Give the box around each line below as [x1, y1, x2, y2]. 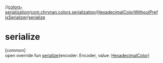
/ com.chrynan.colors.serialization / [29, 9, 98, 15]
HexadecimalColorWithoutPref [97, 9, 158, 15]
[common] [5, 47, 26, 53]
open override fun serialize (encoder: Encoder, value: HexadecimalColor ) [5, 52, 150, 58]
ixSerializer [5, 15, 28, 20]
